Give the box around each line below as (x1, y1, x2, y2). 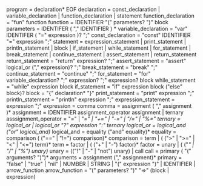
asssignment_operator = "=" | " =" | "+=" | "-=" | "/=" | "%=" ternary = (6, 115, 181, 122)
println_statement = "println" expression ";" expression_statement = (6, 96, 175, 103)
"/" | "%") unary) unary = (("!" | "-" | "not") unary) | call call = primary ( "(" (6, 147, 192, 154)
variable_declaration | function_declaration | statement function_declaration (6, 12, 195, 19)
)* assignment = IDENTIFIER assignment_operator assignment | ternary (6, 109, 184, 116)
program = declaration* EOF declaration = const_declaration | (6, 6, 161, 13)
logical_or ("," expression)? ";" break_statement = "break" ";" (6, 64, 158, 71)
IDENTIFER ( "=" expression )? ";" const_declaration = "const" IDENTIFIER (6, 32, 191, 39)
